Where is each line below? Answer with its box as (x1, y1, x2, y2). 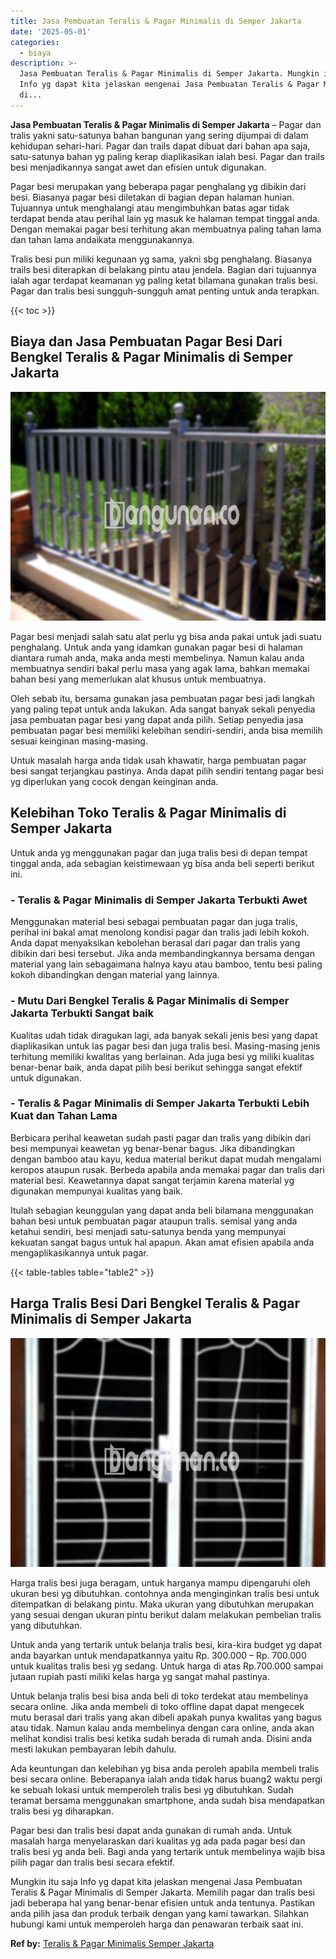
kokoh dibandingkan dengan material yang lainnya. (10, 969, 220, 981)
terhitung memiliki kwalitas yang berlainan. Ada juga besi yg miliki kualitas (10, 1050, 315, 1062)
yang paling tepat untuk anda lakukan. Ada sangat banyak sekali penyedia (10, 703, 316, 715)
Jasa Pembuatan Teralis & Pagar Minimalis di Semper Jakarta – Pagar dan (10, 118, 322, 130)
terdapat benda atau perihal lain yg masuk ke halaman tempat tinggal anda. (10, 212, 320, 224)
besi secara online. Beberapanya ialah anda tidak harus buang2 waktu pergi (10, 1773, 323, 1785)
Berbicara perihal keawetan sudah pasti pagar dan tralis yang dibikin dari (10, 1131, 312, 1144)
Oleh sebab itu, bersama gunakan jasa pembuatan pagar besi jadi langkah (10, 693, 316, 705)
